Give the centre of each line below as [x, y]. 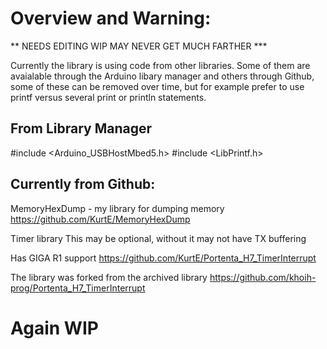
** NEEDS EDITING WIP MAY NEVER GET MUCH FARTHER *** [139, 46]
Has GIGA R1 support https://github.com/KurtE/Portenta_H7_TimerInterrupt [163, 258]
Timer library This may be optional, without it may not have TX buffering [158, 238]
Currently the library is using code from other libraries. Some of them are [160, 65]
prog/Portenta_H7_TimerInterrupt [78, 288]
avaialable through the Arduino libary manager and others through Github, [162, 76]
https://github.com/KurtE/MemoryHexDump [100, 219]
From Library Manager [81, 128]
